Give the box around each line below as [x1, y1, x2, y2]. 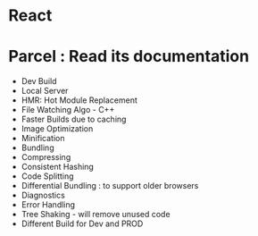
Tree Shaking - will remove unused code [21, 209, 171, 220]
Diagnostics [21, 190, 66, 201]
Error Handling [21, 199, 76, 210]
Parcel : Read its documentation [8, 46, 250, 67]
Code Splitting [21, 171, 74, 181]
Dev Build [21, 76, 57, 87]
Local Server [21, 86, 69, 97]
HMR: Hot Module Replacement [21, 95, 137, 105]
